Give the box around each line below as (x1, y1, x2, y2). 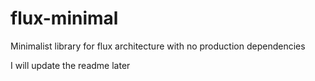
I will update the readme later (10, 59, 131, 71)
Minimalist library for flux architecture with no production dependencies (10, 40, 306, 52)
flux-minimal (10, 7, 119, 30)
